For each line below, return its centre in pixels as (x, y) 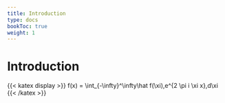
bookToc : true (28, 26)
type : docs (23, 20)
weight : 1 (21, 33)
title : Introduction (37, 13)
